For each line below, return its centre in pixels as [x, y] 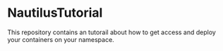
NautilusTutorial [55, 13]
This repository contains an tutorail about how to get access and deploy [112, 32]
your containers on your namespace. [61, 39]
